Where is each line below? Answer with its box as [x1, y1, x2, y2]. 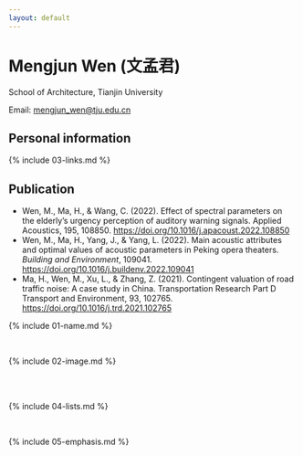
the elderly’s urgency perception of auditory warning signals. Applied [21, 216, 282, 227]
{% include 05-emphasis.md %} [8, 436, 130, 448]
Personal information [8, 130, 131, 146]
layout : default [8, 13, 70, 23]
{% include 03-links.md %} [8, 154, 111, 165]
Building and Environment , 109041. [21, 254, 152, 265]
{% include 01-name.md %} [8, 321, 113, 332]
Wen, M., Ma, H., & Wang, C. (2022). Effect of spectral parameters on [21, 206, 283, 217]
